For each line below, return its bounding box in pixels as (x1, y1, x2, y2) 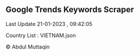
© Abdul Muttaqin (5, 43, 50, 50)
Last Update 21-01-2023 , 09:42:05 (5, 20, 93, 27)
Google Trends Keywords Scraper (5, 5, 134, 15)
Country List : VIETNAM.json (5, 32, 76, 39)
